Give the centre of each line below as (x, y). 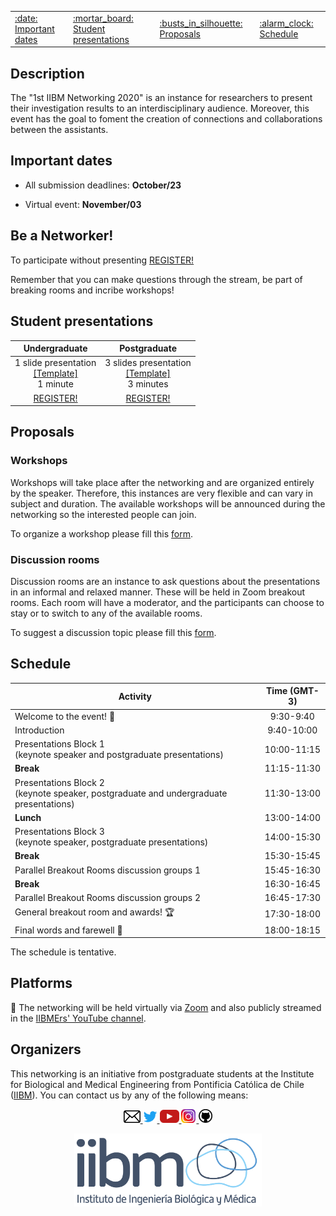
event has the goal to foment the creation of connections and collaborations (166, 119)
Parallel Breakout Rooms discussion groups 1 (108, 870)
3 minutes (148, 384)
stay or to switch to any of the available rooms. (106, 613)
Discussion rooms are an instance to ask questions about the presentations (165, 581)
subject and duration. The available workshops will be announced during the (168, 503)
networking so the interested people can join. (103, 514)
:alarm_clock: (286, 23)
